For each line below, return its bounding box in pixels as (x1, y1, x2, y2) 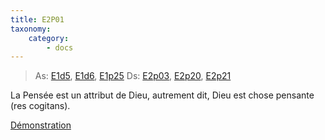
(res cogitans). (10, 100, 71, 112)
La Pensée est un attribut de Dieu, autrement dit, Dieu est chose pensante (10, 89, 315, 101)
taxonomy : (10, 24, 52, 34)
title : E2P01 (10, 14, 65, 25)
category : (28, 33, 70, 43)
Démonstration (10, 119, 72, 131)
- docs (46, 42, 74, 53)
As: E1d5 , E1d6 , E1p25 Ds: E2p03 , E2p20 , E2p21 (34, 70, 232, 82)
